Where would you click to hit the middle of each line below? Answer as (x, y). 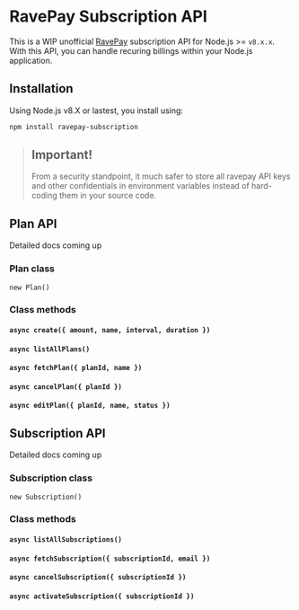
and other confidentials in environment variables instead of (140, 186)
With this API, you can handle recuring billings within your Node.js (131, 50)
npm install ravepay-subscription (74, 127)
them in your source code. (108, 196)
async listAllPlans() (50, 349)
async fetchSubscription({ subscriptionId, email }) (110, 559)
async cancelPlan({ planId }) (66, 387)
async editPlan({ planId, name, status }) (90, 406)
